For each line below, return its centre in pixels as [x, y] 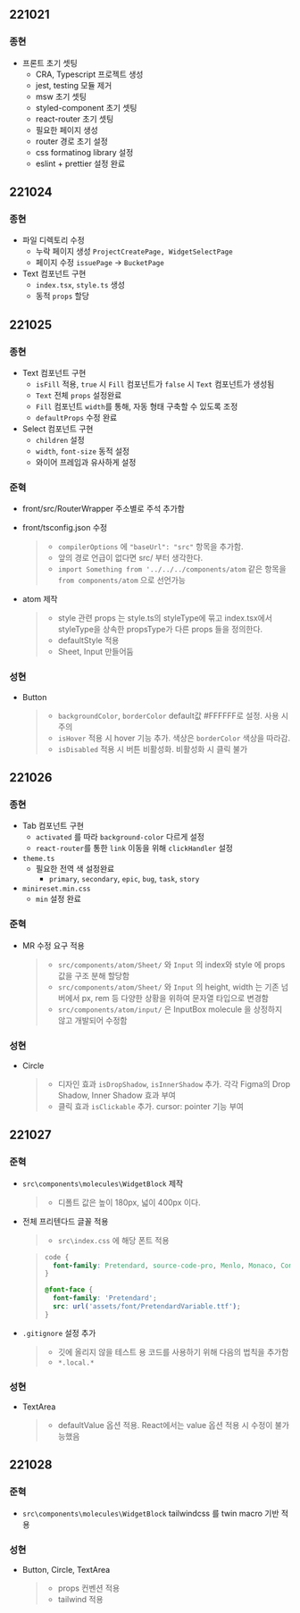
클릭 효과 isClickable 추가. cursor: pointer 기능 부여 [150, 1106]
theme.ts [38, 859]
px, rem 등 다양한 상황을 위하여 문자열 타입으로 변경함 [175, 998]
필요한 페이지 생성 [67, 130]
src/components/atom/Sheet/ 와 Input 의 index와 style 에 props [171, 965]
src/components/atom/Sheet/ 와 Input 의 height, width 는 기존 [168, 987]
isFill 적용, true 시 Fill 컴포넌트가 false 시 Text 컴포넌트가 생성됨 [155, 384]
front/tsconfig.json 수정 [65, 528]
